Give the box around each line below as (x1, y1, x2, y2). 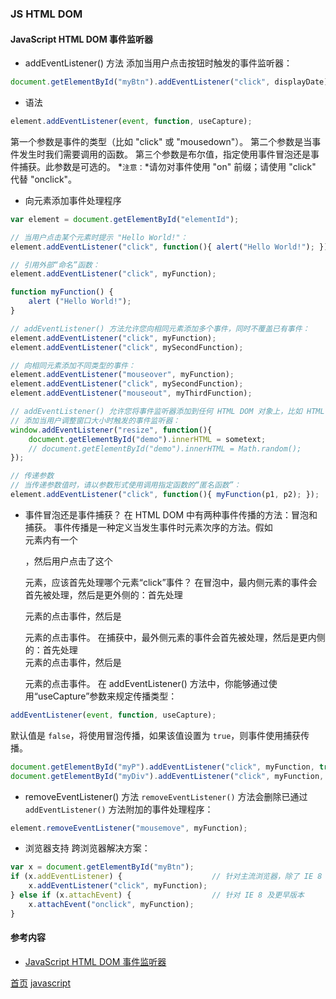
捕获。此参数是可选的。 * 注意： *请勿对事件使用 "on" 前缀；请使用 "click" (18, 160, 317, 172)
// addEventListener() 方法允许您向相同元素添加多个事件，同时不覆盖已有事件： (10, 323, 310, 334)
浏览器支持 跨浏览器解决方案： (24, 842, 151, 854)
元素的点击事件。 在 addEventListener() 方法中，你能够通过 (24, 677, 269, 689)
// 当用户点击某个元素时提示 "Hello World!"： (10, 232, 188, 242)
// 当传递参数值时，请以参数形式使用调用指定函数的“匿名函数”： (10, 480, 242, 491)
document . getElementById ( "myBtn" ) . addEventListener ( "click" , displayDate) (10, 77, 329, 87)
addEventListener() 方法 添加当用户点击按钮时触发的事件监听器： (24, 57, 293, 69)
